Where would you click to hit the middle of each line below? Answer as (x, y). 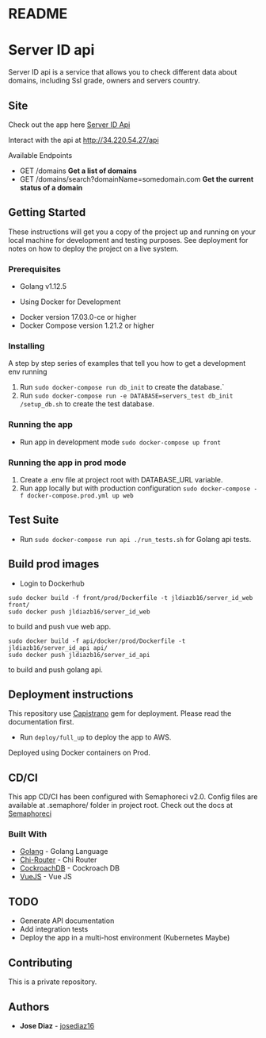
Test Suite (34, 520)
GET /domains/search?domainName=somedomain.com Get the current (137, 179)
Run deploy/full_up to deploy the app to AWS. (95, 737)
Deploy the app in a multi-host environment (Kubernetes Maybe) (125, 938)
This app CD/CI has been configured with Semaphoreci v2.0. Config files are (133, 797)
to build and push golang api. (55, 669)
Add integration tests (54, 929)
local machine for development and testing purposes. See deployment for (128, 240)
